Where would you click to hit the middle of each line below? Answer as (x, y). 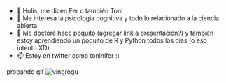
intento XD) (33, 48)
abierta (27, 25)
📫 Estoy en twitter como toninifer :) (68, 55)
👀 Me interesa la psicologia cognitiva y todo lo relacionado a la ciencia (118, 18)
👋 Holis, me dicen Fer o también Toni (70, 11)
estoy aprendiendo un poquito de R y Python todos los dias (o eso (112, 40)
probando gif (25, 72)
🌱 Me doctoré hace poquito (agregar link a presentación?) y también (115, 33)
